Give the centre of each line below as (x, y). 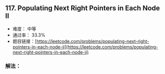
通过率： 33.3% (29, 35)
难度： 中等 (24, 28)
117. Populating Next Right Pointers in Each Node (83, 8)
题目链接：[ (24, 41)
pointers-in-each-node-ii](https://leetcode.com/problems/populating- (85, 46)
